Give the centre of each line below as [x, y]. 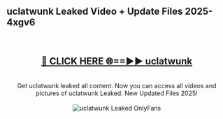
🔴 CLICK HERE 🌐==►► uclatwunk [117, 61]
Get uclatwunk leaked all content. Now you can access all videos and [117, 85]
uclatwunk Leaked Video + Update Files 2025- [110, 12]
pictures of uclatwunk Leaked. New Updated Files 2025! [117, 93]
